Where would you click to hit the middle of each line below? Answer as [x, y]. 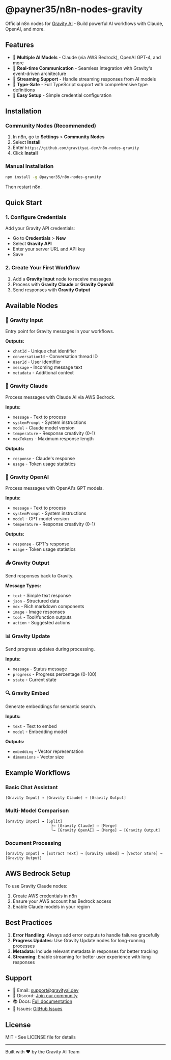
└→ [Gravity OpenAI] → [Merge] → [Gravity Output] [105, 830]
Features [20, 45]
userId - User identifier [37, 362]
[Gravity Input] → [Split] [34, 821]
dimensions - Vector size [38, 756]
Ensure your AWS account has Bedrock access [62, 901]
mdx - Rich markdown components [48, 607]
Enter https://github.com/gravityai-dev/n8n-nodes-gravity [76, 148]
